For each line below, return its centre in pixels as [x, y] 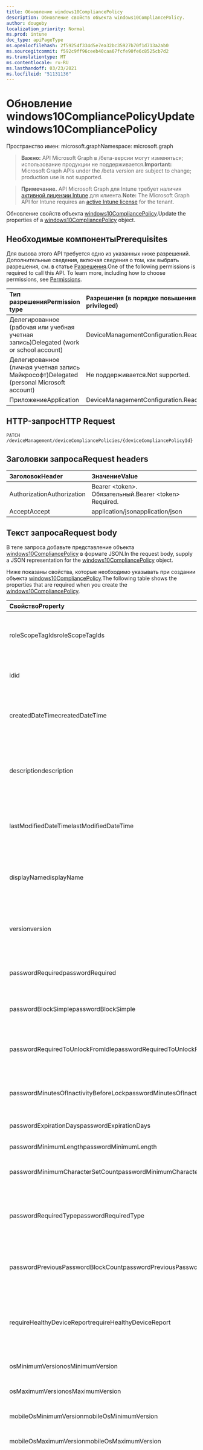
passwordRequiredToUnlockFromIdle [62, 1049]
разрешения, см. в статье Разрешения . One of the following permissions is [101, 266]
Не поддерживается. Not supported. [138, 375]
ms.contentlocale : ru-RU [37, 62]
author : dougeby [27, 23]
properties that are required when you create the [67, 585]
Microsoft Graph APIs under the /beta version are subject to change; [106, 171]
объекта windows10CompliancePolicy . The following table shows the [92, 578]
